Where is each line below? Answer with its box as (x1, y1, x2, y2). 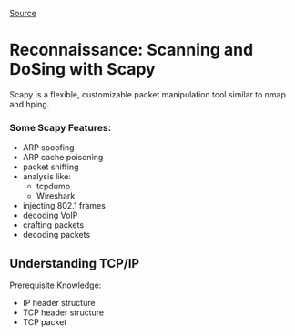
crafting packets (22, 219, 85, 230)
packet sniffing (22, 161, 79, 172)
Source (9, 8, 36, 18)
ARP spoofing (22, 142, 75, 153)
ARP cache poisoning (22, 152, 104, 163)
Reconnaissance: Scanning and (9, 40, 254, 60)
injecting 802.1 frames (22, 200, 107, 211)
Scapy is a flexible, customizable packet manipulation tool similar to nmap (9, 88, 287, 99)
